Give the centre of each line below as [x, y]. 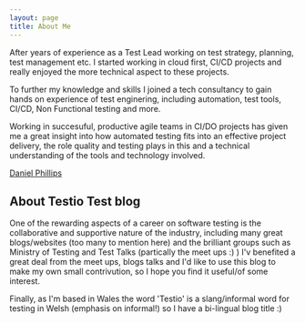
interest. [25, 281]
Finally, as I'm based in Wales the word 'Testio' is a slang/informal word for [149, 299]
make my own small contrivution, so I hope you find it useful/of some [139, 272]
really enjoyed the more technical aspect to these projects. [119, 71]
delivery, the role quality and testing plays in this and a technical [130, 146]
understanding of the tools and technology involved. [107, 155]
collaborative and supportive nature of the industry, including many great [147, 233]
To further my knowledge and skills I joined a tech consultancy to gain [141, 89]
